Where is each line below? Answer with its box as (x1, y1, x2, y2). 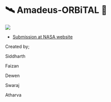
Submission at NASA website (12, 33, 73, 39)
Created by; (5, 43, 30, 49)
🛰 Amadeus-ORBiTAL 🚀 (5, 4, 107, 16)
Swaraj (5, 82, 20, 88)
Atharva (5, 91, 22, 98)
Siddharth (5, 53, 26, 59)
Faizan (5, 62, 19, 68)
